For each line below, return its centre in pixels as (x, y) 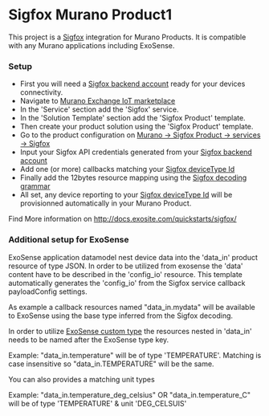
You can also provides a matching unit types (82, 379)
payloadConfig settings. (48, 292)
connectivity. (41, 92)
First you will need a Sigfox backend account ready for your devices (132, 84)
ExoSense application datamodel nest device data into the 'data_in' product (133, 257)
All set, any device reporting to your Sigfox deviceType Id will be (126, 195)
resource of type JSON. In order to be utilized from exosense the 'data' (126, 266)
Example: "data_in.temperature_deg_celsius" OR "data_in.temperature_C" (130, 394)
